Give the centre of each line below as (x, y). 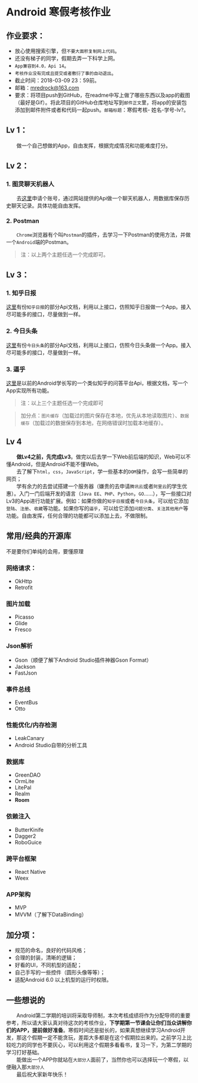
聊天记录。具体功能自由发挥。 (47, 205)
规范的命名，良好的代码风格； (51, 950)
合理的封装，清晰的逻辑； (46, 957)
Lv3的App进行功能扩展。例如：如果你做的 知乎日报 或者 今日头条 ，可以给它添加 (98, 501)
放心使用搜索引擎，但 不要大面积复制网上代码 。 (67, 51)
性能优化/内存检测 (32, 725)
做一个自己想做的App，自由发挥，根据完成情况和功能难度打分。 (94, 146)
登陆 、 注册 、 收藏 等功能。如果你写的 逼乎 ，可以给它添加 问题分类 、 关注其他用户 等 (97, 508)
